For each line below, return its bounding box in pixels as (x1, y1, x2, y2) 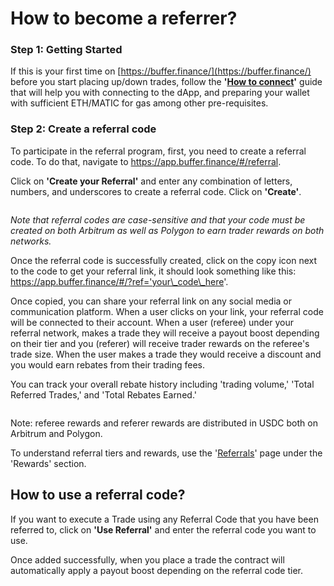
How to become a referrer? (10, 7, 238, 30)
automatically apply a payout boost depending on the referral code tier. (10, 564, 303, 576)
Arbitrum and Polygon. (10, 427, 103, 439)
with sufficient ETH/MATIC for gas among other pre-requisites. (10, 97, 269, 109)
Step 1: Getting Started (10, 43, 123, 57)
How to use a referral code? (10, 487, 186, 504)
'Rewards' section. (10, 457, 87, 469)
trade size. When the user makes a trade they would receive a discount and (10, 348, 322, 360)
